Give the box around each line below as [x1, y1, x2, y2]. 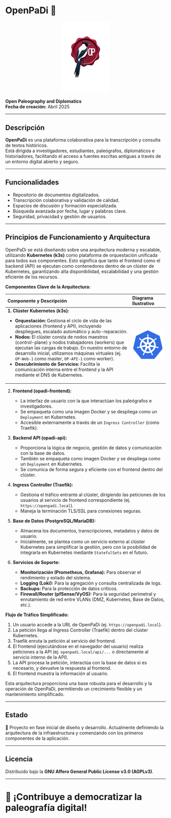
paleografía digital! [5, 802, 88, 813]
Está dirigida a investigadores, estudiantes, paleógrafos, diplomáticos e [5, 148, 155, 154]
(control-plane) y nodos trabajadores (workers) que [15, 339, 125, 345]
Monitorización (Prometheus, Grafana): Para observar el [20, 569, 141, 575]
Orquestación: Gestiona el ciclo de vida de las [15, 318, 112, 324]
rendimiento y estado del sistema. [20, 574, 92, 580]
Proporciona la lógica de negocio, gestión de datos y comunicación [20, 445, 162, 451]
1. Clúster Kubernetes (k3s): [7, 308, 70, 314]
